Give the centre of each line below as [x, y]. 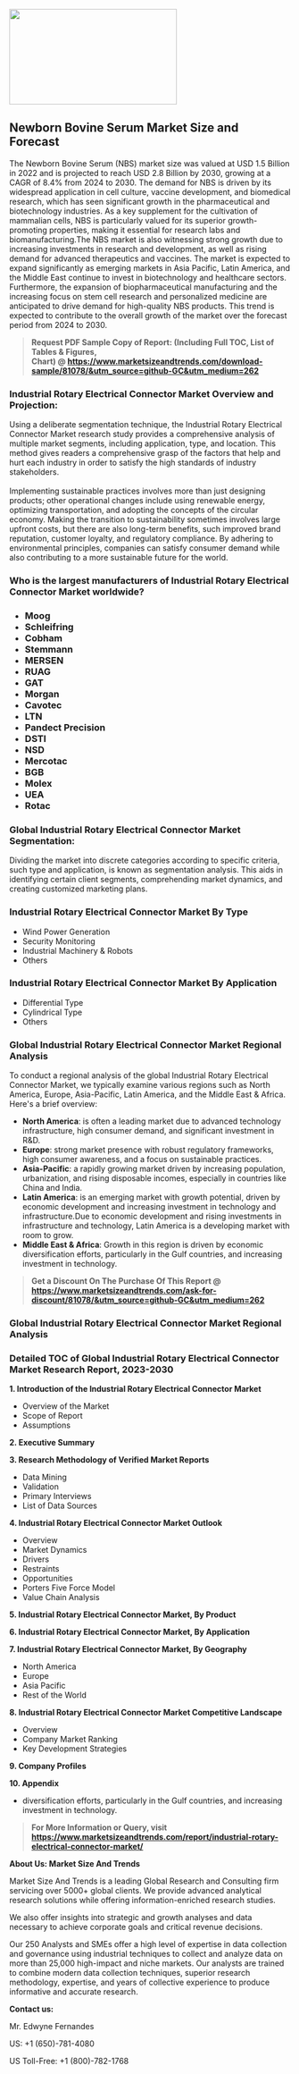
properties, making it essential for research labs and [145, 230]
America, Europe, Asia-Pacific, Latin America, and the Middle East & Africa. [148, 1094]
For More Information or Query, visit [99, 1827]
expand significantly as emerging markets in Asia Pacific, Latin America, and [150, 267]
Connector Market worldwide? [77, 592]
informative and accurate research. [74, 1992]
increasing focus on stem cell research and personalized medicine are [138, 296]
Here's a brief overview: [54, 1104]
